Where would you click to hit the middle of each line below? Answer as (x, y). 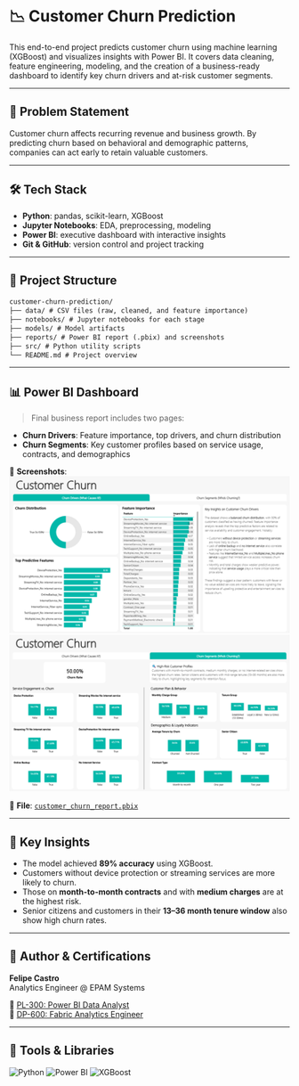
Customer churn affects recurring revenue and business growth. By (133, 133)
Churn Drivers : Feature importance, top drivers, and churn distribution (152, 436)
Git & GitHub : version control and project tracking (113, 244)
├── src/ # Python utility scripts (75, 347)
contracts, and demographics (76, 454)
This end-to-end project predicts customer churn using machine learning (143, 47)
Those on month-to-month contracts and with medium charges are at (153, 892)
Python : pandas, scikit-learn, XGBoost (93, 216)
